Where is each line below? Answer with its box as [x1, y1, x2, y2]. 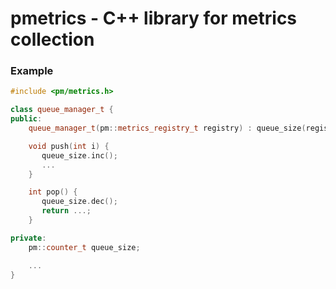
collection [10, 28, 95, 51]
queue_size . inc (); [41, 150, 118, 161]
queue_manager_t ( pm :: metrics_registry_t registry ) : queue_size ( [28, 123, 307, 134]
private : [10, 233, 47, 243]
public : [10, 114, 43, 124]
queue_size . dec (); [41, 197, 118, 207]
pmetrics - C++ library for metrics [10, 7, 298, 30]
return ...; [41, 206, 92, 216]
